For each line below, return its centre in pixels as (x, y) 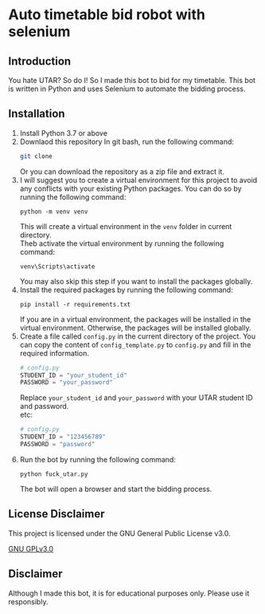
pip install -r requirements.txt (75, 304)
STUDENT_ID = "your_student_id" (73, 375)
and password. (44, 406)
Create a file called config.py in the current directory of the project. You (138, 336)
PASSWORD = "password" (57, 445)
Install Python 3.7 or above (63, 133)
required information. (55, 353)
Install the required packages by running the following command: (126, 290)
